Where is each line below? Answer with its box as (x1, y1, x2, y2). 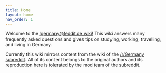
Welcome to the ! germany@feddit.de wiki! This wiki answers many (5, 31, 145, 37)
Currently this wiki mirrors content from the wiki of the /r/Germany (5, 51, 144, 57)
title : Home (5, 7, 31, 13)
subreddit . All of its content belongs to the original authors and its (5, 57, 143, 63)
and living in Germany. (5, 42, 52, 48)
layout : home (5, 12, 33, 17)
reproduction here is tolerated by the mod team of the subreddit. (5, 62, 141, 68)
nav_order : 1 (5, 17, 33, 22)
